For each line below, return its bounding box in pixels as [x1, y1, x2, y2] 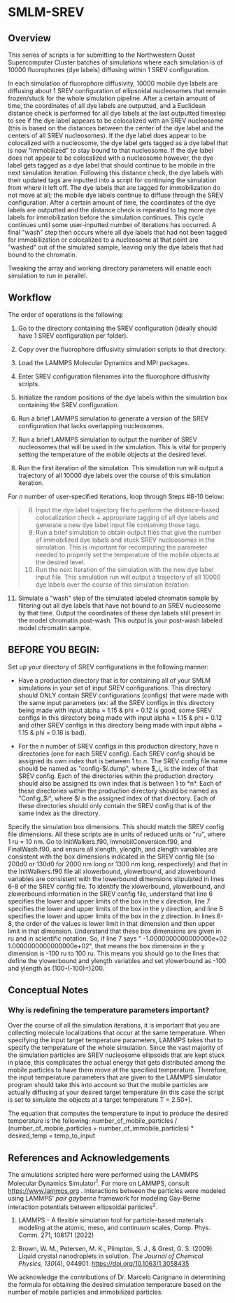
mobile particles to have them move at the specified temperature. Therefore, [8, 1066, 228, 1075]
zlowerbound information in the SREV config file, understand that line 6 [8, 889, 213, 898]
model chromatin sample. [17, 623, 92, 632]
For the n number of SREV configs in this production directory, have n [17, 742, 219, 750]
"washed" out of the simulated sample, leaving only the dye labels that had [8, 243, 224, 251]
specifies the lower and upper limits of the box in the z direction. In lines [8, 912, 215, 920]
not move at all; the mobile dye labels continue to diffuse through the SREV [8, 191, 224, 199]
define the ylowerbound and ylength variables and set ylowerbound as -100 [8, 956, 227, 964]
